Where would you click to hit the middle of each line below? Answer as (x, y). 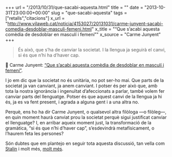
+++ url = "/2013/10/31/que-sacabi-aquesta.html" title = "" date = (74, 7)
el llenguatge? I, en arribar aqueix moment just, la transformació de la (79, 123)
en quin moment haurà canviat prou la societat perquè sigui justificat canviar (86, 117)
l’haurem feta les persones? (35, 134)
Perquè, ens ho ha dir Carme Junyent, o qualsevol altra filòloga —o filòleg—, (86, 112)
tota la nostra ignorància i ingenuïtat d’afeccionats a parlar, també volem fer (85, 91)
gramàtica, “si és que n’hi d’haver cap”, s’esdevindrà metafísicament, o (80, 128)
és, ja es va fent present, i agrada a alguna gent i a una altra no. (72, 102)
